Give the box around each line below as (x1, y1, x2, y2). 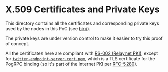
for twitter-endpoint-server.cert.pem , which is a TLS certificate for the (5, 55, 155, 61)
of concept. (5, 40, 29, 46)
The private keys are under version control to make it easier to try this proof (5, 35, 163, 41)
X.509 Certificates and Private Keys (5, 4, 160, 15)
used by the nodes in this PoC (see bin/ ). (5, 25, 90, 31)
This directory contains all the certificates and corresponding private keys (5, 20, 159, 26)
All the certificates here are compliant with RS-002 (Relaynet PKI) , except (5, 50, 158, 56)
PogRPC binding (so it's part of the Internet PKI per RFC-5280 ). (5, 61, 138, 67)
